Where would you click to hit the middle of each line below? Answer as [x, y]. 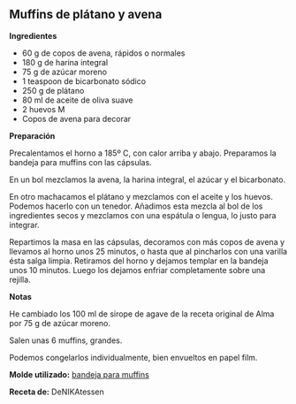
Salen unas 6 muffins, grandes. [66, 340]
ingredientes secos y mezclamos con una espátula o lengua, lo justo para [143, 215]
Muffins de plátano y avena [86, 15]
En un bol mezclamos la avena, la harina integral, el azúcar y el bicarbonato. [147, 179]
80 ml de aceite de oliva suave [77, 100]
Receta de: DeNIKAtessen [57, 392]
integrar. [24, 225]
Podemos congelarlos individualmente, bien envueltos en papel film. [133, 357]
